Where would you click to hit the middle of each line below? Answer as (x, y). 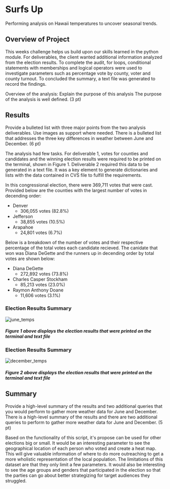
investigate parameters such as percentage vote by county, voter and (78, 73)
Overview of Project (38, 39)
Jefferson (23, 216)
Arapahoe (23, 227)
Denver (20, 205)
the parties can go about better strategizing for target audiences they (78, 475)
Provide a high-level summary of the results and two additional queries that (84, 406)
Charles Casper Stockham (40, 279)
